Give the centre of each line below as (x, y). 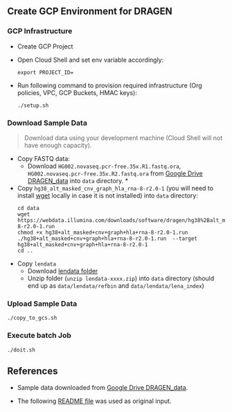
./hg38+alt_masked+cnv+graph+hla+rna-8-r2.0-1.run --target (107, 239)
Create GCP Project (45, 46)
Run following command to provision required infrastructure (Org (109, 85)
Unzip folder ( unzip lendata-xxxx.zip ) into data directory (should (121, 278)
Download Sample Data (47, 123)
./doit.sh (21, 350)
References (33, 371)
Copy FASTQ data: (44, 158)
